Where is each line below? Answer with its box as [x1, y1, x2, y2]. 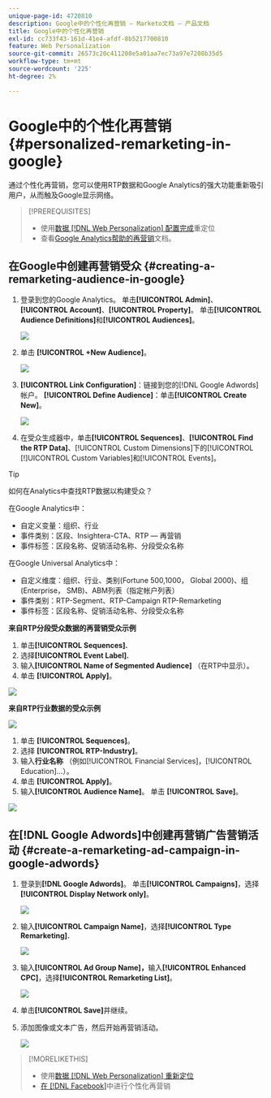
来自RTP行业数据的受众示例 [8, 703, 101, 713]
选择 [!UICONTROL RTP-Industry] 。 [19, 746, 142, 756]
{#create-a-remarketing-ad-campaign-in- [21, 843, 241, 857]
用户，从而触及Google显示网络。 [8, 190, 118, 200]
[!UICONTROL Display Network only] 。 [19, 889, 154, 899]
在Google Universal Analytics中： [8, 558, 120, 568]
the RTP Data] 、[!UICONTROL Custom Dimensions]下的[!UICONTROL [19, 443, 254, 453]
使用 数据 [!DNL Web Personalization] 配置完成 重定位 [40, 223, 216, 232]
